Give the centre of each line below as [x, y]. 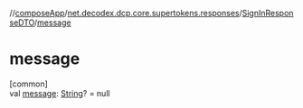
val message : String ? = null [60, 93]
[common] [28, 84]
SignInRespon [268, 13]
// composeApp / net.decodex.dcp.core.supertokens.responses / [126, 13]
